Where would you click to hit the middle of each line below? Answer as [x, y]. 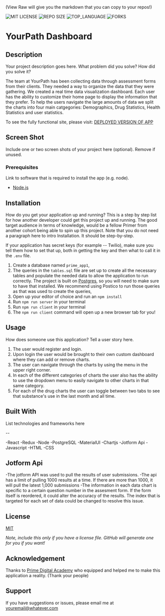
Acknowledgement [35, 558]
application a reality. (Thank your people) [47, 575]
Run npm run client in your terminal [49, 307]
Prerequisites [22, 167]
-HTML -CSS [41, 447]
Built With [21, 412]
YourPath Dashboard [49, 37]
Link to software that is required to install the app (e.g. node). [67, 178]
